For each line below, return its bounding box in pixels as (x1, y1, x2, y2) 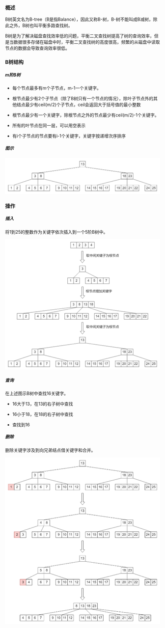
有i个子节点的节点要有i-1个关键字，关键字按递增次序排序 (12, 133, 126, 139)
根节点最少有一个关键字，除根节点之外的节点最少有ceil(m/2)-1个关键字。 (12, 112, 159, 118)
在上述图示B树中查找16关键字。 (5, 390, 69, 396)
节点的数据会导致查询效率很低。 (5, 45, 70, 51)
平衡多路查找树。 (38, 23, 73, 28)
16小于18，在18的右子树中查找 (12, 411, 73, 417)
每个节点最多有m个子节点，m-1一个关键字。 (12, 85, 102, 91)
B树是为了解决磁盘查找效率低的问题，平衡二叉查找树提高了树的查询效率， (5, 33, 155, 39)
